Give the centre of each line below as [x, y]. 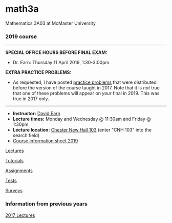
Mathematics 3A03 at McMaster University [51, 23]
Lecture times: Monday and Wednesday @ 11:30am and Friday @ [82, 119]
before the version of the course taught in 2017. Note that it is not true [86, 88]
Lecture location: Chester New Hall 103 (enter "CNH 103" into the [82, 130]
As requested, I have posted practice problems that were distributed [85, 82]
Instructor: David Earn [36, 114]
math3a [22, 9]
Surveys [14, 191]
